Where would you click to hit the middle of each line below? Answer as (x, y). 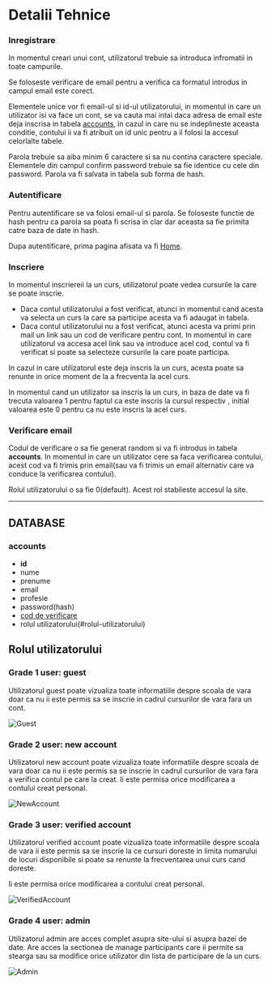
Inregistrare (32, 41)
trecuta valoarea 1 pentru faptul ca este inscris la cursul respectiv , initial (129, 401)
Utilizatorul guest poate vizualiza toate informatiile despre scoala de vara (130, 690)
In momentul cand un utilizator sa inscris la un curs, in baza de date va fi (129, 392)
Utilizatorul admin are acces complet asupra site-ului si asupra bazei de (127, 939)
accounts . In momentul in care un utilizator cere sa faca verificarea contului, (136, 457)
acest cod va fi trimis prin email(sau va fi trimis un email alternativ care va (131, 465)
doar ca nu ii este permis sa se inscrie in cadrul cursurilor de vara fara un (130, 699)
